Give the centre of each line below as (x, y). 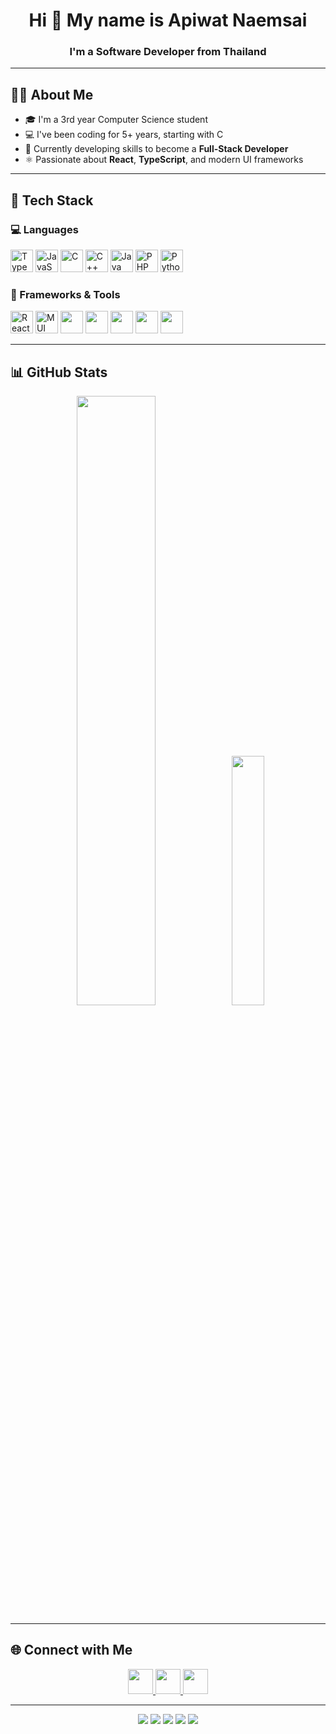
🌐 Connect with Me (71, 1650)
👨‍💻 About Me (52, 94)
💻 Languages (44, 229)
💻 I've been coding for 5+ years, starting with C (124, 135)
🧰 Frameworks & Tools (65, 294)
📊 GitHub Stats (59, 372)
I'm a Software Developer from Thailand (168, 52)
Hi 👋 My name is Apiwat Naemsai (168, 20)
